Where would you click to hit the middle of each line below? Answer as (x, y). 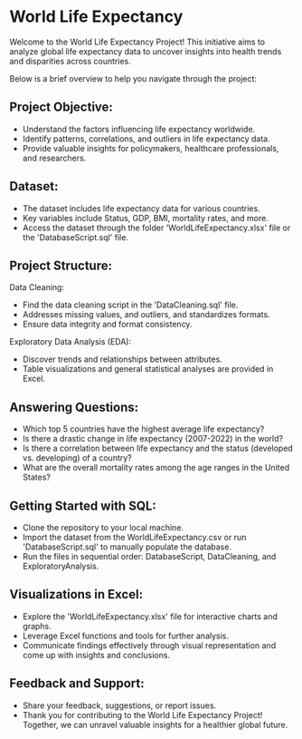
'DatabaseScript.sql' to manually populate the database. (127, 547)
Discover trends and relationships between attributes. (123, 359)
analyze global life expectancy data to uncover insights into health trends (146, 51)
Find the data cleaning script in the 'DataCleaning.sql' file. (130, 305)
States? (37, 477)
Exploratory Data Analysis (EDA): (71, 342)
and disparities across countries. (70, 61)
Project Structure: (61, 265)
